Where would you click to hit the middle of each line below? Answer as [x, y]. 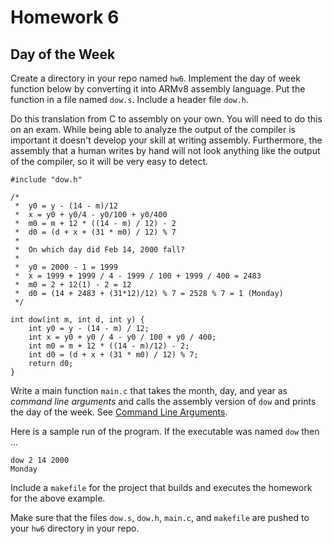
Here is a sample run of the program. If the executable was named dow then [165, 431]
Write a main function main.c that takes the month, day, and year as [149, 390]
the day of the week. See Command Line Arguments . [119, 412]
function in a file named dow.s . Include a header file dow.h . [130, 99]
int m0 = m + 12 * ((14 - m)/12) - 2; [109, 346]
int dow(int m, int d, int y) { [77, 320]
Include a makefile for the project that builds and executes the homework [161, 487]
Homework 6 [65, 17]
